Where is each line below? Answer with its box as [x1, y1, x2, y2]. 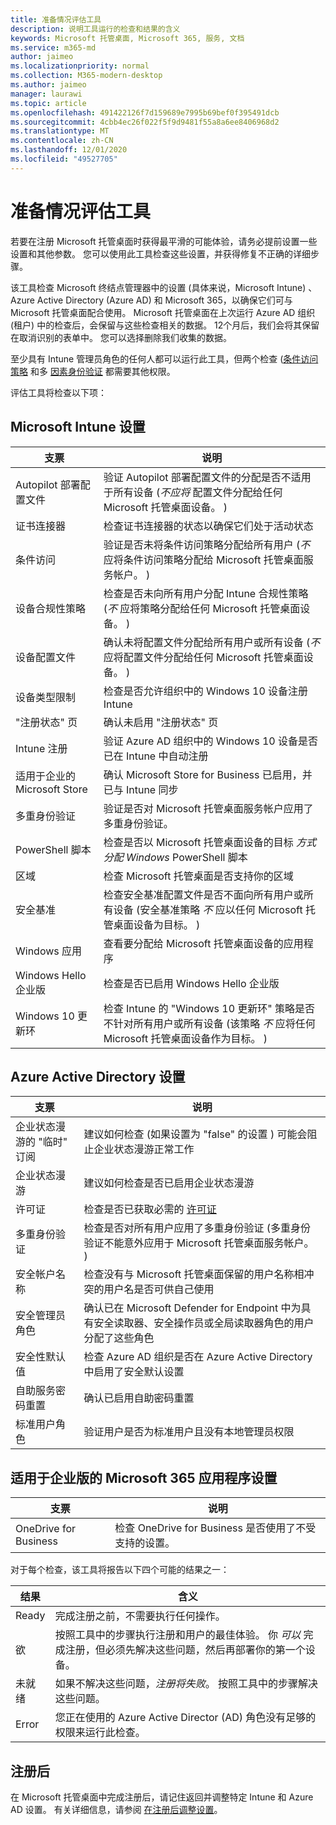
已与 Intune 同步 [103, 782, 179, 796]
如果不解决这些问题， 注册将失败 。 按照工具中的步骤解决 [54, 1677, 319, 1691]
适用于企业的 [15, 769, 77, 783]
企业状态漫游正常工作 [93, 1142, 195, 1156]
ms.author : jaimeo [10, 80, 87, 90]
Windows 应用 [15, 944, 83, 958]
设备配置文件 [15, 650, 77, 664]
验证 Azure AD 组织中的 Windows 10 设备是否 [103, 734, 318, 748]
